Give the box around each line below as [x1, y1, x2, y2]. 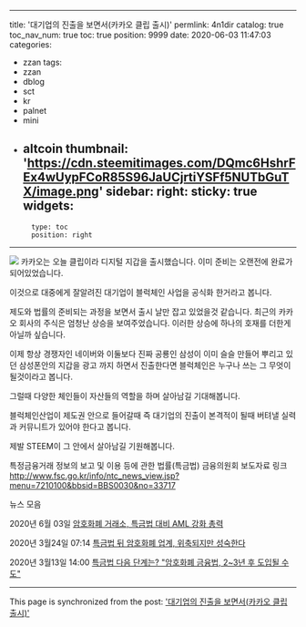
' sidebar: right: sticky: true [98, 184, 258, 200]
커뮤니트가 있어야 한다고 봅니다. [18, 421, 131, 432]
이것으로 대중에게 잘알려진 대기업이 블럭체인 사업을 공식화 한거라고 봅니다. [9, 286, 272, 297]
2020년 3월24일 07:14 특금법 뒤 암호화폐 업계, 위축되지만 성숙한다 [9, 537, 246, 548]
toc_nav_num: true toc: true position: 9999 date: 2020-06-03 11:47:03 [9, 29, 271, 40]
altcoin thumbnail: [22, 141, 129, 157]
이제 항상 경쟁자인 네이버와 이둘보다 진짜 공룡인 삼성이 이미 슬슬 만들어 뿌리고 [9, 348, 284, 359]
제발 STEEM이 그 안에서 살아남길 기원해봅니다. [9, 440, 176, 451]
